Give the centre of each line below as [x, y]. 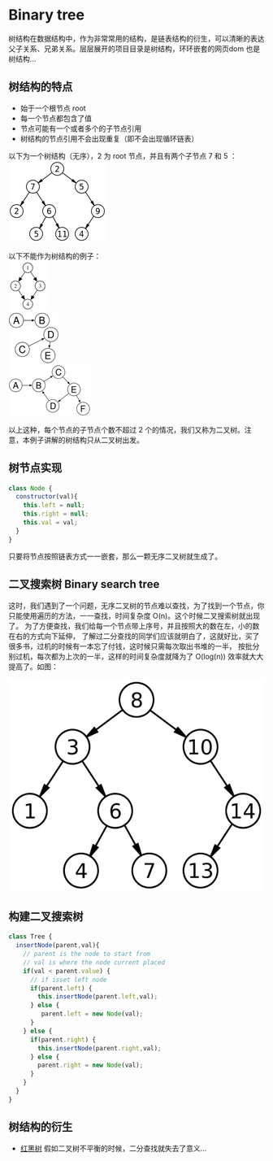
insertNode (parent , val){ [58, 946]
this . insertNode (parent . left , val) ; [98, 997]
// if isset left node [68, 980]
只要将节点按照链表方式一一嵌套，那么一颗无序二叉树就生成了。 [115, 556]
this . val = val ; [51, 523]
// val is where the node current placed [94, 962]
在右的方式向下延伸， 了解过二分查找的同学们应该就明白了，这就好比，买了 [134, 636]
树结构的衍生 [41, 1127]
